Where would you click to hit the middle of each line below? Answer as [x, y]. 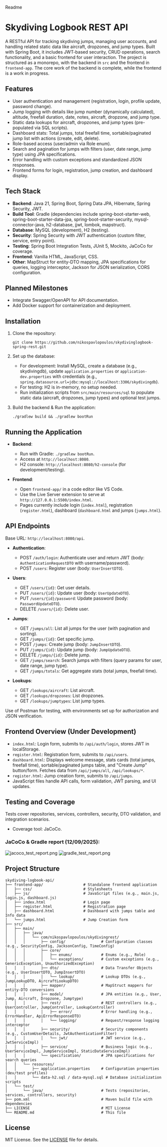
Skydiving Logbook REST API [67, 28]
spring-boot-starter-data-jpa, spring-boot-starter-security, [73, 219]
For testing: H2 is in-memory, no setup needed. [68, 387]
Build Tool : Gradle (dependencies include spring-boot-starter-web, [82, 214]
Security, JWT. [28, 209]
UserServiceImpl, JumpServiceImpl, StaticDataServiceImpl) [68, 1051]
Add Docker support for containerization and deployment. [72, 305]
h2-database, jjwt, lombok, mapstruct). [86, 224]
